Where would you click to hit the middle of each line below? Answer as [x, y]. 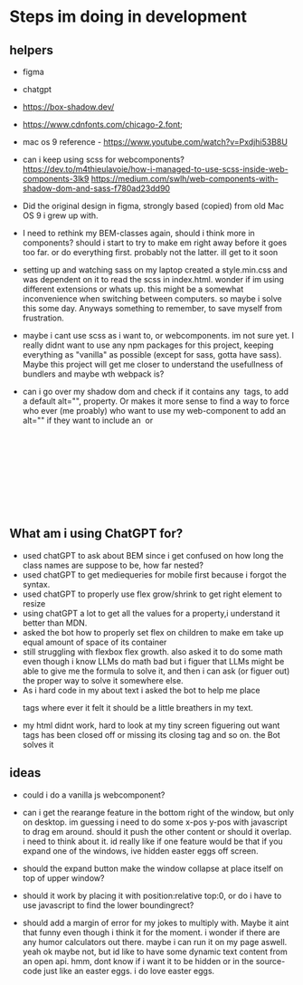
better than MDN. [55, 623]
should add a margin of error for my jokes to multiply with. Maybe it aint [156, 923]
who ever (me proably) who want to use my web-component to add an [154, 411]
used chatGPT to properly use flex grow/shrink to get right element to [152, 594]
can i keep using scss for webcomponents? [104, 159]
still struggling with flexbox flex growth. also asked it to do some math [152, 651]
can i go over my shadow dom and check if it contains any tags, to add [156, 392]
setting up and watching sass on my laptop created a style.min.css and [155, 270]
